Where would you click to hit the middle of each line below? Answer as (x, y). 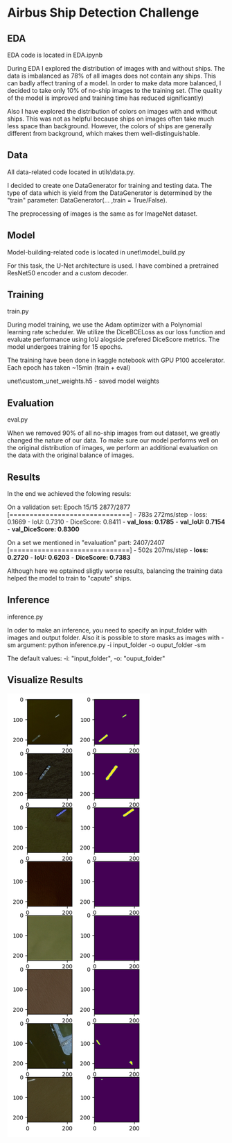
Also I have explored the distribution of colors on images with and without (112, 111)
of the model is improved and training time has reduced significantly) (106, 98)
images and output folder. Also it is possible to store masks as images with (114, 637)
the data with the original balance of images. (71, 455)
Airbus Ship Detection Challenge (103, 13)
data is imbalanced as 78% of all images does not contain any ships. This (112, 76)
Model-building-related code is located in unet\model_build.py (96, 252)
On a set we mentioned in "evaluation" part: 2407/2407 (86, 543)
